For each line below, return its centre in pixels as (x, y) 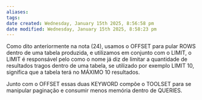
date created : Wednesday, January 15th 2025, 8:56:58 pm (80, 23)
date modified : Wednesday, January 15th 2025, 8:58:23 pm (81, 29)
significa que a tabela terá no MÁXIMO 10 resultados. (73, 72)
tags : (13, 18)
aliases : (17, 12)
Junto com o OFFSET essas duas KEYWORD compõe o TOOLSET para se (99, 84)
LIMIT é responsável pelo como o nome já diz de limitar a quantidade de (97, 59)
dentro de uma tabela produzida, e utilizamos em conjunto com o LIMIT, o (99, 53)
